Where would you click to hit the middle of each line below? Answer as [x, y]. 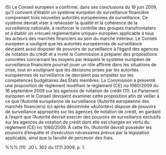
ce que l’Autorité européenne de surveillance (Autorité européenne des [77, 101]
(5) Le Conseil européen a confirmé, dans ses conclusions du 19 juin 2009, [81, 7]
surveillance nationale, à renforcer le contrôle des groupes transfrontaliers [81, 28]
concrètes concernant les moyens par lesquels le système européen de [78, 59]
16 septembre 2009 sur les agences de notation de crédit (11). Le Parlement [82, 91]
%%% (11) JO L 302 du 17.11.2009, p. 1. [45, 147]
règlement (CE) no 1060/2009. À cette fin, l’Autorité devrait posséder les [79, 127]
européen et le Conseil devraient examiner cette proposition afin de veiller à [82, 96]
